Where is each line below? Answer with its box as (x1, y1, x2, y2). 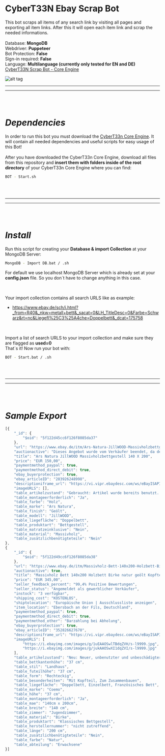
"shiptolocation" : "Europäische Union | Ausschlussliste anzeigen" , (14, 600, 157, 605)
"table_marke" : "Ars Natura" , (14, 504, 76, 509)
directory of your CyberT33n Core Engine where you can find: (5, 164, 132, 170)
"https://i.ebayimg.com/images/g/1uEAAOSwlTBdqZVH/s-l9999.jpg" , (23, 641, 160, 646)
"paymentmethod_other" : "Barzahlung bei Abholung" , (14, 619, 122, 624)
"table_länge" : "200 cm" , (14, 728, 67, 733)
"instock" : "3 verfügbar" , (14, 591, 69, 596)
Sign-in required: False (5, 56, 52, 62)
